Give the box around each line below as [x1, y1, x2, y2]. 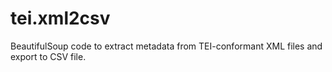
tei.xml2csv [10, 7, 111, 30]
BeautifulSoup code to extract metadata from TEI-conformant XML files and [10, 40, 323, 52]
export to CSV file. [10, 50, 87, 62]
